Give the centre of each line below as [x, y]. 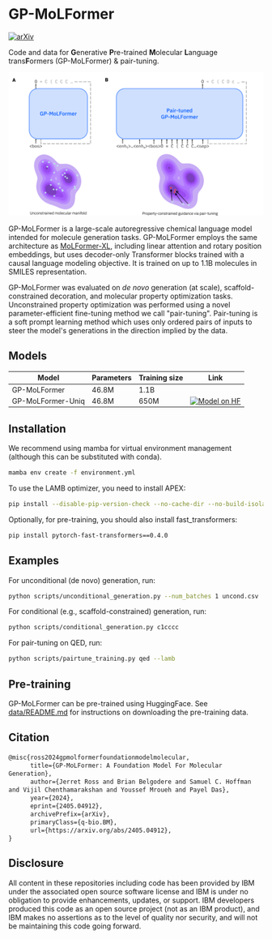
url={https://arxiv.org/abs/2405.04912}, [101, 830]
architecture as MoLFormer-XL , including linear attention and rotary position [135, 246]
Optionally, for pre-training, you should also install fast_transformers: [123, 519]
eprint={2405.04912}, [66, 806]
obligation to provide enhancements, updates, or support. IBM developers [132, 900]
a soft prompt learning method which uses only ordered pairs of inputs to [130, 322]
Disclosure [36, 863]
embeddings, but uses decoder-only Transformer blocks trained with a [126, 254]
